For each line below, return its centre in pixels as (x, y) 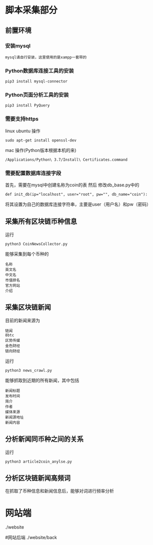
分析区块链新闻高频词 (38, 478)
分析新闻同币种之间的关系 (44, 439)
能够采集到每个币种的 (27, 254)
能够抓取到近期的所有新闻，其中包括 (42, 380)
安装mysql (18, 45)
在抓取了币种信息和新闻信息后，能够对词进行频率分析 (60, 491)
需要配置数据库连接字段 (33, 173)
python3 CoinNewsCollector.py (37, 244)
